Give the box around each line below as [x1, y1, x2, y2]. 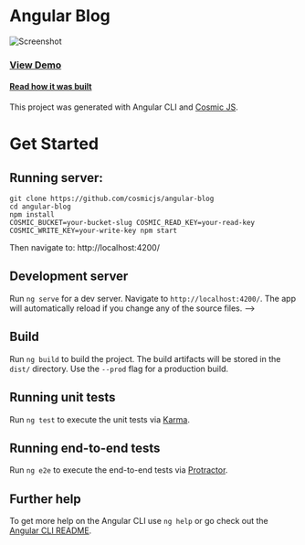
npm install [9, 210, 55, 219]
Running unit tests [9, 390, 116, 405]
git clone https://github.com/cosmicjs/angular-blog [9, 194, 215, 204]
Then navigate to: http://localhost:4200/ [9, 242, 160, 253]
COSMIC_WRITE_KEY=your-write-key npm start [9, 226, 178, 236]
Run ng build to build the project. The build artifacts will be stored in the [9, 353, 281, 364]
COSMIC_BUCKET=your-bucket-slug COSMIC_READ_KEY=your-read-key [9, 219, 256, 228]
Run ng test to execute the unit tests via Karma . [9, 413, 190, 425]
